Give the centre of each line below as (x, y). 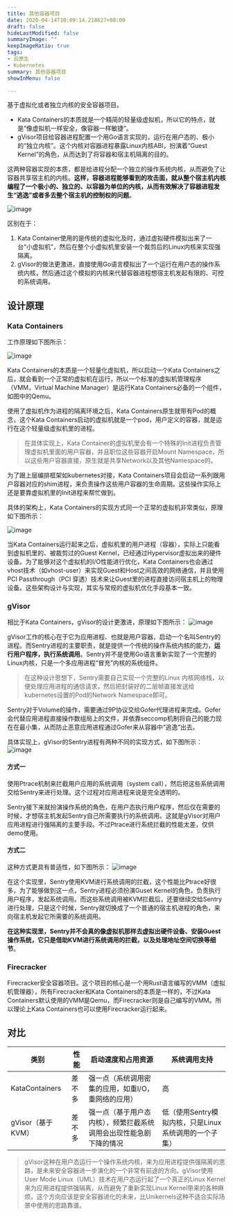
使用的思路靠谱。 (61, 1205)
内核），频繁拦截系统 (121, 1122)
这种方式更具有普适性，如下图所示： (59, 866)
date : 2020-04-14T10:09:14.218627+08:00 (67, 20)
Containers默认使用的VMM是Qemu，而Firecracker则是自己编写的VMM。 (111, 1001)
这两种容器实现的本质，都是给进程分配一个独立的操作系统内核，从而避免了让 (116, 169)
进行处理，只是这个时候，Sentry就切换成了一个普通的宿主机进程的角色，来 (114, 907)
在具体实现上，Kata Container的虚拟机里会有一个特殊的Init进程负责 (120, 443)
